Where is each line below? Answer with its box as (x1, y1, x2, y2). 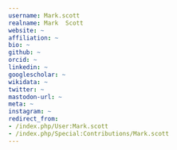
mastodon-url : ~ (8, 93, 62, 101)
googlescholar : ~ (8, 71, 66, 79)
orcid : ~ (8, 56, 37, 64)
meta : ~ (8, 100, 34, 108)
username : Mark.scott (8, 11, 81, 20)
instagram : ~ (8, 108, 52, 116)
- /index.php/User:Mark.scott (8, 122, 109, 130)
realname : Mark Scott (8, 19, 84, 27)
